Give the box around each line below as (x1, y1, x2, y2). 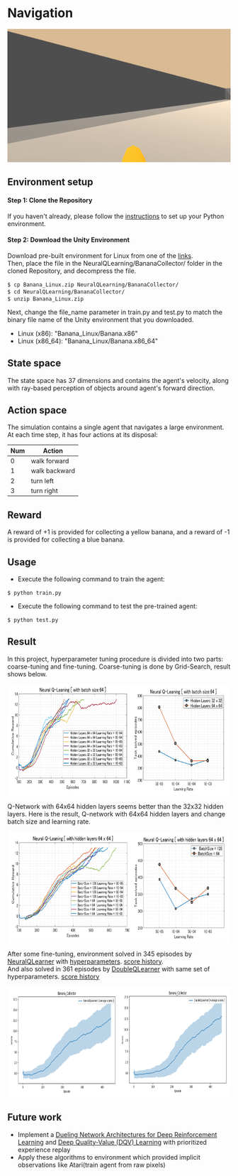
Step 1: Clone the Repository (7, 195, 93, 204)
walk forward (30, 457, 69, 465)
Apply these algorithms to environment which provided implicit (17, 1153, 200, 1161)
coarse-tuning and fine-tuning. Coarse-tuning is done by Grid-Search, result (7, 662, 231, 671)
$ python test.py (7, 616, 59, 623)
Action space (7, 404, 67, 416)
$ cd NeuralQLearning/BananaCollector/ (7, 288, 125, 296)
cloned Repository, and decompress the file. (7, 266, 137, 275)
